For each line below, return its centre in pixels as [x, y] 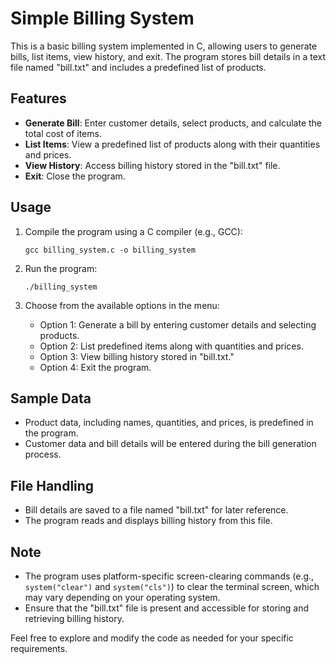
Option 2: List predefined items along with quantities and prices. [171, 346]
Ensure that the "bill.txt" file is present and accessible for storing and [167, 608]
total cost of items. [63, 133]
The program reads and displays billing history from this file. [148, 521]
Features [38, 98]
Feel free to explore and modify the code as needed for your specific [152, 638]
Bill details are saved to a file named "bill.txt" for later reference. [156, 510]
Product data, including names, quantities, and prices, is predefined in [169, 423]
